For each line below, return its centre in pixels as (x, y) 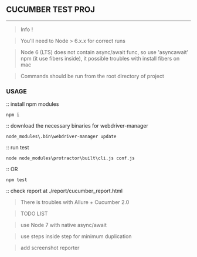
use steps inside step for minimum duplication (76, 236)
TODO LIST (34, 213)
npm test (17, 180)
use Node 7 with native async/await (64, 225)
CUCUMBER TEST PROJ (51, 10)
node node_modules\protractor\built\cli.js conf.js (70, 158)
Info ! (27, 29)
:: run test (18, 148)
